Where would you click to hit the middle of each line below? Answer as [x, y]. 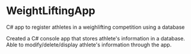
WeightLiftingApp [51, 11]
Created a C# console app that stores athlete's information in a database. [95, 38]
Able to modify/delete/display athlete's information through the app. [89, 45]
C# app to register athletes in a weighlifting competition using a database [95, 27]
